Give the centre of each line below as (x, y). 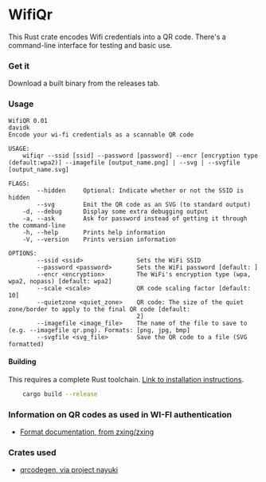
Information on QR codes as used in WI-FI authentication (120, 414)
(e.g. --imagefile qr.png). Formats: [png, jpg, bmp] (100, 330)
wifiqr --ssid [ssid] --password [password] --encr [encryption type (141, 156)
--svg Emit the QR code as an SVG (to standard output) (144, 204)
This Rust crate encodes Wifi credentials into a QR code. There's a (117, 37)
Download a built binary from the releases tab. (84, 83)
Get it (19, 65)
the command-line (37, 225)
